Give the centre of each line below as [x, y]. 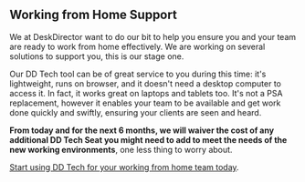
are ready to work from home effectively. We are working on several [137, 46]
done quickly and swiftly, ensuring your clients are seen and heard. [136, 112]
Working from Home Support [94, 15]
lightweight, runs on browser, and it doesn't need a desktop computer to [145, 83]
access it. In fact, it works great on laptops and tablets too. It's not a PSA [146, 93]
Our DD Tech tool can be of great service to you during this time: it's [138, 74]
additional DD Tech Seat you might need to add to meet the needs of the [148, 139]
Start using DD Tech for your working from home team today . [124, 167]
